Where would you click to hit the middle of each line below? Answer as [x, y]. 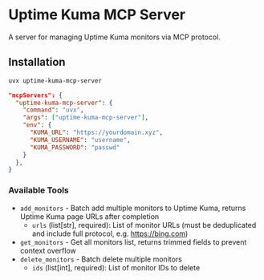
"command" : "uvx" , [53, 110]
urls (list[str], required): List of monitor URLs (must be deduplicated [144, 225]
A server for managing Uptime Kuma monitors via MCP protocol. [114, 37]
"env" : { [37, 125]
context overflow [48, 250]
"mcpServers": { [35, 95]
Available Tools [39, 190]
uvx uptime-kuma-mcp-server [55, 81]
